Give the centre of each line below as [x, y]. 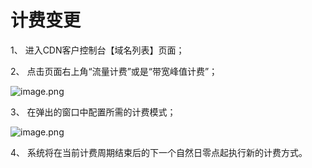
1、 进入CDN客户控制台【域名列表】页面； [97, 50]
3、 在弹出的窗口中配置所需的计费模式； [93, 112]
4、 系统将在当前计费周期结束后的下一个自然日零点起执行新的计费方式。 [159, 152]
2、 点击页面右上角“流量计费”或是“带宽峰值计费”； [114, 71]
